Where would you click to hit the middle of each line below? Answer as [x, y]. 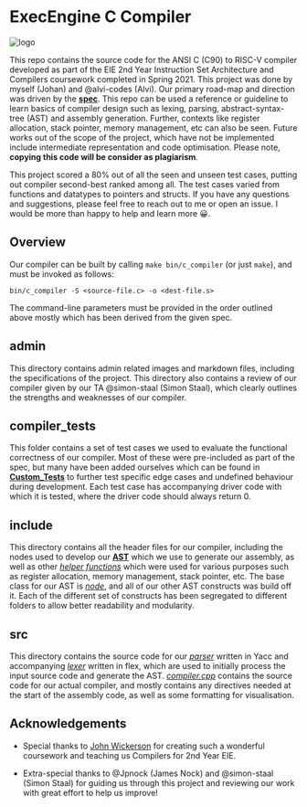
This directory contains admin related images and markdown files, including [152, 368]
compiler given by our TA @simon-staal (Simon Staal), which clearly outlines [153, 388]
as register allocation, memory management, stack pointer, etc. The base [147, 577]
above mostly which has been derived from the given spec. [121, 317]
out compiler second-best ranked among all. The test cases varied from [145, 184]
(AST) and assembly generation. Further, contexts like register [143, 118]
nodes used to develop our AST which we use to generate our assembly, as [152, 557]
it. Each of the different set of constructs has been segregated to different [148, 596]
